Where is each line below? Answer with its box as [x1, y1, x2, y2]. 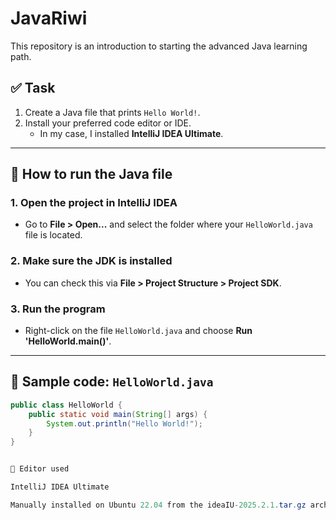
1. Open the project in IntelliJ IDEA [10, 196, 178, 210]
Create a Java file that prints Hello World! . [24, 106, 201, 118]
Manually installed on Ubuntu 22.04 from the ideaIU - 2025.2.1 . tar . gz [10, 500, 307, 510]
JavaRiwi [10, 7, 88, 30]
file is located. [24, 229, 83, 241]
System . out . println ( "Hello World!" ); [46, 418, 203, 429]
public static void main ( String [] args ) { [28, 409, 208, 419]
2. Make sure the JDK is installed [10, 254, 173, 268]
